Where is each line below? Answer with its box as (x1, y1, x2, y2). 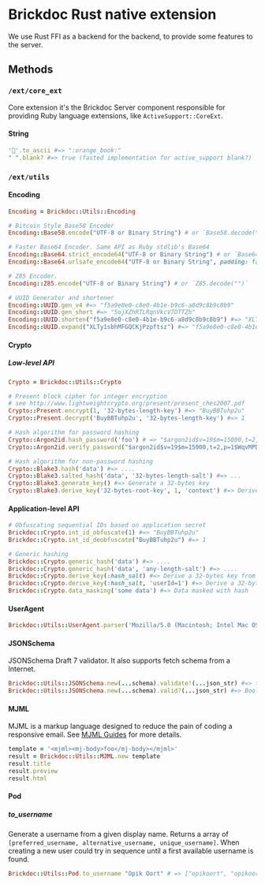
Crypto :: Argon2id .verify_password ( (8, 443, 125, 451)
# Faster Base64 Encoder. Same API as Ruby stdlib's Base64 (8, 243, 211, 252)
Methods (8, 63, 54, 77)
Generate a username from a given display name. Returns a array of (8, 830, 229, 839)
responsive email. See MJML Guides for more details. (8, 730, 182, 739)
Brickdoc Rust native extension (8, 6, 217, 24)
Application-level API (8, 503, 80, 513)
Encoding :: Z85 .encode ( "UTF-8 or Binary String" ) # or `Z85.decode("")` (8, 279, 248, 287)
